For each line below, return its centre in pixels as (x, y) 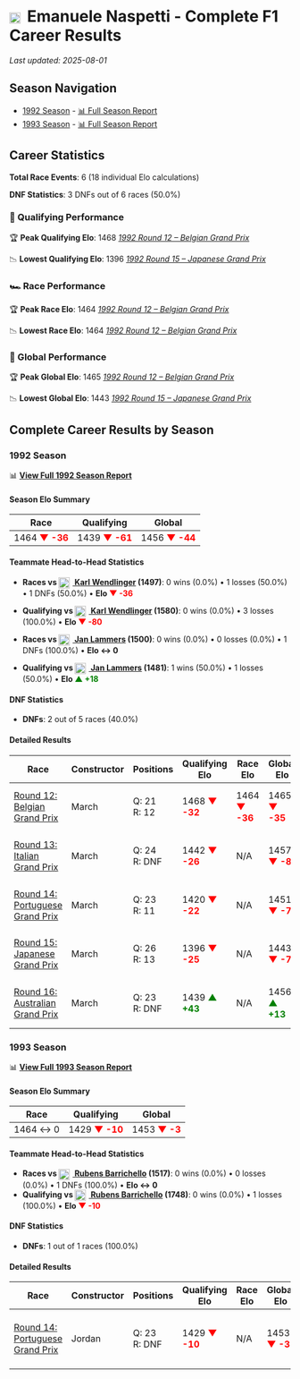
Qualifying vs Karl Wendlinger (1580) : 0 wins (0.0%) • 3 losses (148, 610)
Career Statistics (57, 155)
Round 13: (36, 845)
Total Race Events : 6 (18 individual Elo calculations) (104, 177)
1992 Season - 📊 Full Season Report (90, 110)
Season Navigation (63, 88)
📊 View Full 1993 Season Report (71, 1068)
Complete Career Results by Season (112, 430)
